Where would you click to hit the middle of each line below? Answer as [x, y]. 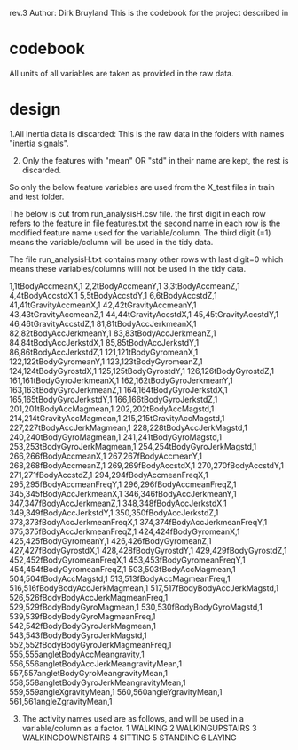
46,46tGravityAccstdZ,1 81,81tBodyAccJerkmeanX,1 [103, 323]
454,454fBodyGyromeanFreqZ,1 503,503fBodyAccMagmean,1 [123, 569]
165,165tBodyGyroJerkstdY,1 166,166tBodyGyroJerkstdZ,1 [114, 399]
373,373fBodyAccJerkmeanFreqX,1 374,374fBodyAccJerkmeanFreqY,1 [138, 522]
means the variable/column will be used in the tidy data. [111, 242]
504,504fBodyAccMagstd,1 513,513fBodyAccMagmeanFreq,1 [120, 578]
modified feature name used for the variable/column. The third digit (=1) [140, 232]
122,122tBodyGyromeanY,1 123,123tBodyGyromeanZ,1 [106, 361]
